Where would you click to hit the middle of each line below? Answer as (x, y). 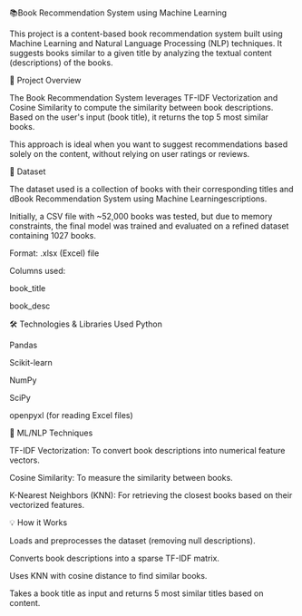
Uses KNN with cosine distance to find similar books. (108, 576)
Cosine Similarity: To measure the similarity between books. (121, 478)
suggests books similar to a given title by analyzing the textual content (141, 53)
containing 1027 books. (53, 235)
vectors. (25, 460)
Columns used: (38, 271)
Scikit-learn (31, 362)
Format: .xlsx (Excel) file (54, 253)
